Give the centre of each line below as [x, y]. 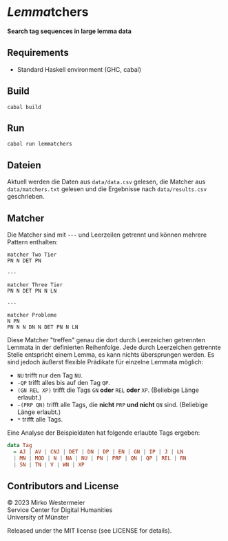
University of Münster [38, 518]
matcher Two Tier [32, 255]
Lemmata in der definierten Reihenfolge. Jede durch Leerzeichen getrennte [114, 347]
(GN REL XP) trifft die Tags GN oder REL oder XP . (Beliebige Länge [108, 390]
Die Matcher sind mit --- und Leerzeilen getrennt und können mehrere [107, 235]
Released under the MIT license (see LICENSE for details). [90, 531]
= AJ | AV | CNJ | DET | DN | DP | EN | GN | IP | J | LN [99, 452]
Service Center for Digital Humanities [60, 510]
